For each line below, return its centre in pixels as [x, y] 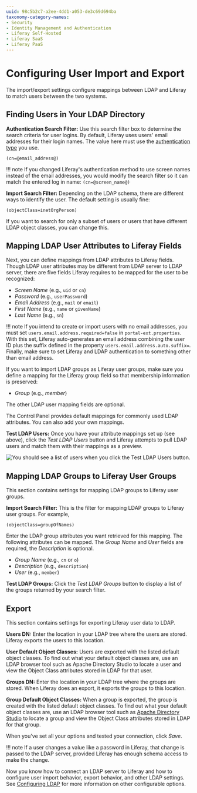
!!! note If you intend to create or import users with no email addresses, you [97, 327]
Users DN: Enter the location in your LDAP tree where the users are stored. [96, 634]
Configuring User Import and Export [95, 74]
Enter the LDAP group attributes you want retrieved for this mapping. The [94, 536]
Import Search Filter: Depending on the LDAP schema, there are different [95, 193]
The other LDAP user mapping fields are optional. [66, 404]
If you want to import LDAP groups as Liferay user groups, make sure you [95, 369]
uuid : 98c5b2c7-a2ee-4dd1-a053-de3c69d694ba [61, 11]
